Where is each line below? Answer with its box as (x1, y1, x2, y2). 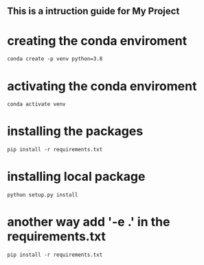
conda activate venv (7, 101, 67, 108)
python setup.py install (7, 192, 78, 199)
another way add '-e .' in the (7, 214, 170, 230)
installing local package (7, 169, 146, 184)
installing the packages (7, 123, 144, 139)
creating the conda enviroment (7, 33, 188, 49)
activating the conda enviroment (7, 78, 197, 94)
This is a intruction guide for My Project (7, 5, 180, 17)
